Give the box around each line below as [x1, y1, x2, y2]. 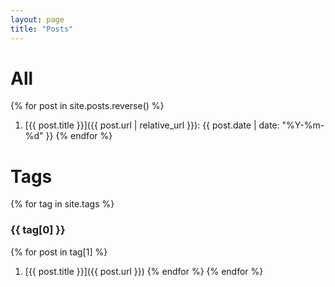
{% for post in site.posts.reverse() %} [10, 100, 165, 112]
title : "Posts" [10, 24, 74, 34]
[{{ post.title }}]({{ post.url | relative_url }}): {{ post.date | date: [24, 119, 280, 131]
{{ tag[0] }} [10, 223, 66, 237]
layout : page [10, 14, 65, 25]
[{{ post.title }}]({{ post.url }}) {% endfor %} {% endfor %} [24, 265, 264, 277]
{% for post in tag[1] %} [10, 246, 108, 258]
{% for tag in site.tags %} [10, 198, 115, 210]
